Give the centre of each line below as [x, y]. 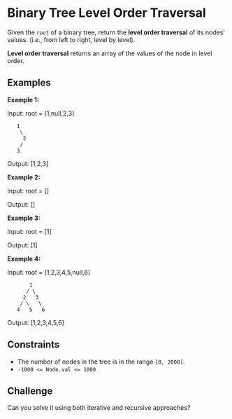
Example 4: [24, 259]
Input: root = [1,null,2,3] [41, 113]
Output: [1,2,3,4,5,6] [36, 322]
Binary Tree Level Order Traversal [107, 13]
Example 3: [24, 218]
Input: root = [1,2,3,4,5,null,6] [49, 272]
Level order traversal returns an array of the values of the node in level [110, 53]
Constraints [34, 345]
